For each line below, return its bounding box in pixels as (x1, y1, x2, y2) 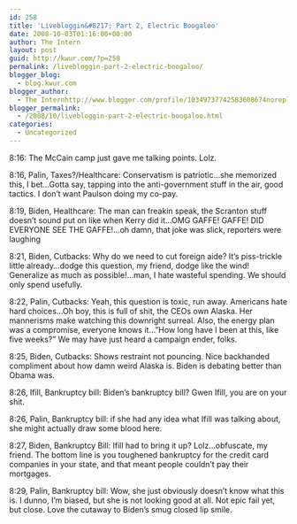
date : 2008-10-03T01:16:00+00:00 (9, 29, 133, 38)
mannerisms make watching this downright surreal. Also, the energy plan (9, 315, 276, 326)
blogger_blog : (9, 71, 62, 80)
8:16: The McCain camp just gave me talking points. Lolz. (9, 152, 217, 163)
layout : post (9, 46, 57, 55)
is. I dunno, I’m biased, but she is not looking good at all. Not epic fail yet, (9, 495, 276, 505)
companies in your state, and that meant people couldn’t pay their (9, 458, 249, 469)
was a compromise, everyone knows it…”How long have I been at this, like (9, 324, 279, 335)
